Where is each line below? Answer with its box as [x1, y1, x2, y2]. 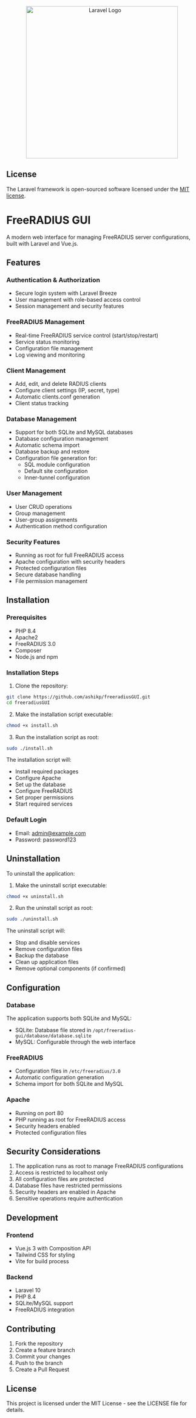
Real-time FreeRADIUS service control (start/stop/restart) [15, 331, 159, 339]
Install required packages [15, 768, 79, 775]
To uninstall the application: [6, 870, 75, 877]
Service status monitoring [15, 338, 80, 346]
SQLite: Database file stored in [15, 1026, 92, 1033]
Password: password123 [15, 835, 76, 843]
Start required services [15, 800, 73, 807]
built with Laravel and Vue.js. [6, 239, 79, 247]
